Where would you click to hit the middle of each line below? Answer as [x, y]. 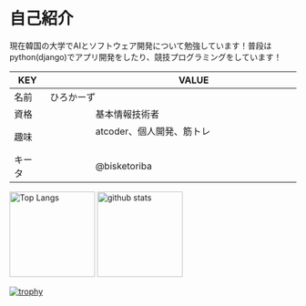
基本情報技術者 [127, 114]
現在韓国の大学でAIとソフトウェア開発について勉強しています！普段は [141, 46]
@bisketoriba [123, 166]
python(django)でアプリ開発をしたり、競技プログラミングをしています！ [146, 56]
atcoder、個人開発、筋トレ [153, 131]
